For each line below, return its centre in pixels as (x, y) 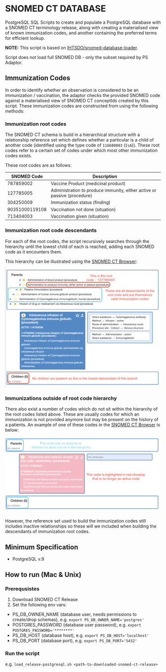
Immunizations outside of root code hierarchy (61, 398)
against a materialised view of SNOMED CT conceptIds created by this (77, 100)
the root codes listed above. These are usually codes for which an (72, 414)
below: (12, 430)
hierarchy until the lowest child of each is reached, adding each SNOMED (80, 246)
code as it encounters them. (34, 252)
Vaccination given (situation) (80, 216)
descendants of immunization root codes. (47, 531)
